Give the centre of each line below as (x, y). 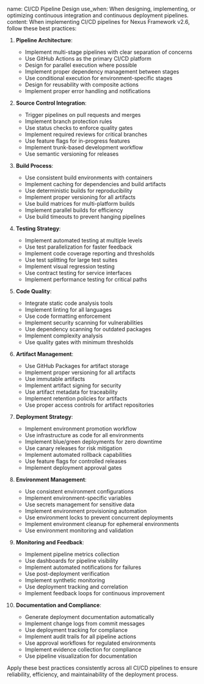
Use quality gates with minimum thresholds (79, 342)
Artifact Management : (45, 354)
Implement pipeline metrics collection (72, 554)
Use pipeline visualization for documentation (81, 656)
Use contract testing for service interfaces (78, 273)
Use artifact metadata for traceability (71, 392)
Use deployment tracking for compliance (76, 630)
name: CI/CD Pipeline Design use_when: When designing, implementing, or (101, 9)
